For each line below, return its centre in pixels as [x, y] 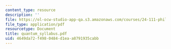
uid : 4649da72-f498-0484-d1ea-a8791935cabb [52, 39]
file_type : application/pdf [35, 24]
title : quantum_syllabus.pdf [36, 34]
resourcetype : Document [31, 29]
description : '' [22, 15]
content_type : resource [31, 10]
